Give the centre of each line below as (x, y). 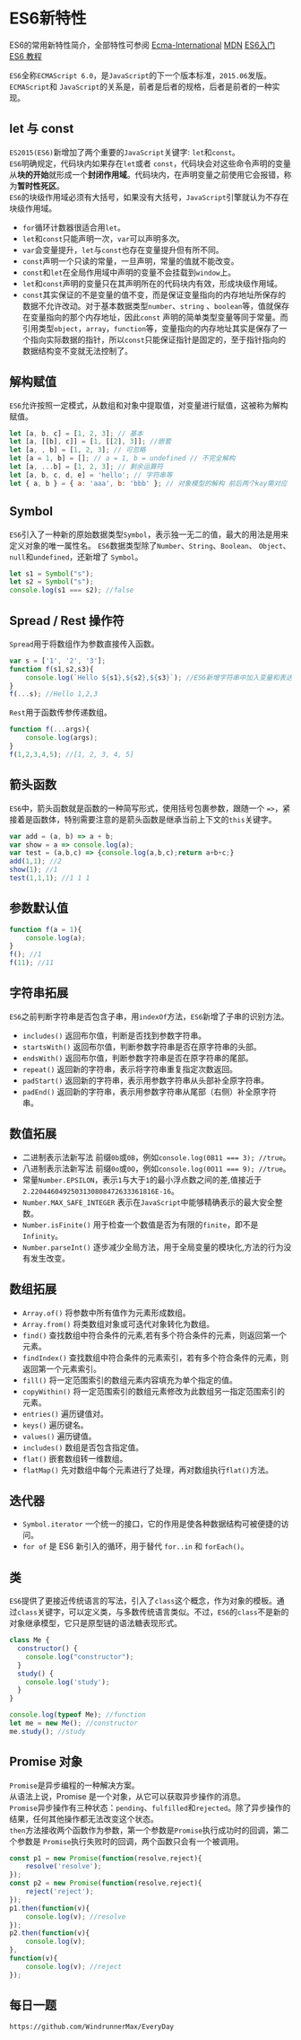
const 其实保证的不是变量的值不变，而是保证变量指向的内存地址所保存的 (154, 295)
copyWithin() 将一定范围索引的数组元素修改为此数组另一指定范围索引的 (153, 1391)
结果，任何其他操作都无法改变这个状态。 (84, 1818)
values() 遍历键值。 (59, 1436)
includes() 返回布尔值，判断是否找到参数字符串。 (114, 1035)
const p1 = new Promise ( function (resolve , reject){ (106, 1858)
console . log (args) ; (62, 738)
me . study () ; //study (48, 1731)
